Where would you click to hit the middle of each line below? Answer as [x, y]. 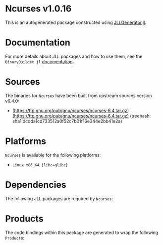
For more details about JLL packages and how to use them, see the [74, 56]
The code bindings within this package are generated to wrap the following [82, 233]
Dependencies [36, 184]
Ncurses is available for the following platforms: [53, 155]
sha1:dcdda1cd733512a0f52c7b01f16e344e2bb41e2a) [67, 121]
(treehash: [140, 116]
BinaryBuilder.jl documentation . [40, 61]
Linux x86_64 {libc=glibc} [40, 165]
